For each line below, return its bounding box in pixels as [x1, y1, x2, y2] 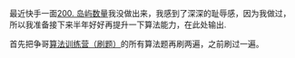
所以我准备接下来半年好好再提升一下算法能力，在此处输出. [9, 19, 227, 30]
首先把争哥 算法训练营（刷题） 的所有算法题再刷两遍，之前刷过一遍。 [9, 39, 264, 49]
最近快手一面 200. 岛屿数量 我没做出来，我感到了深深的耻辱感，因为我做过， [9, 8, 291, 18]
